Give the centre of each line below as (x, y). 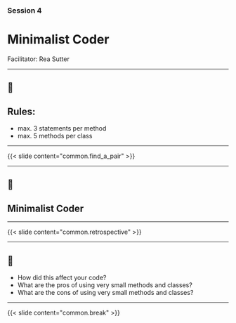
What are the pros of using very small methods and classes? (105, 285)
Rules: (21, 111)
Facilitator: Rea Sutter (39, 59)
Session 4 (25, 11)
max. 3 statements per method (62, 128)
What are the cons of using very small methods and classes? (105, 293)
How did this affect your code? (62, 278)
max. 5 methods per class (55, 136)
